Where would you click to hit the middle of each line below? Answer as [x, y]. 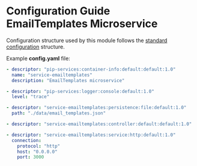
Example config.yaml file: [38, 58]
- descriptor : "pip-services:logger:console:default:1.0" [80, 91]
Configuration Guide [58, 11]
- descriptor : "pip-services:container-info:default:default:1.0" [91, 69]
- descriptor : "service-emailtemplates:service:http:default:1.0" [91, 135]
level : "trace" [31, 97]
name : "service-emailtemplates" [52, 75]
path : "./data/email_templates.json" [59, 113]
